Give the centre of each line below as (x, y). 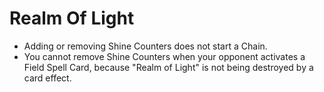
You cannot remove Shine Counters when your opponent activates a (164, 56)
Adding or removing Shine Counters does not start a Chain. (145, 46)
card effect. (47, 78)
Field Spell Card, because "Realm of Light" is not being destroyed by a (168, 67)
